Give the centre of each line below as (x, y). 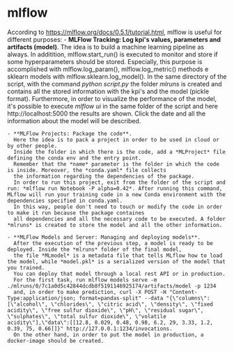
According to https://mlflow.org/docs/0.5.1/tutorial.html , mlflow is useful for (115, 32)
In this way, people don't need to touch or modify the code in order (118, 207)
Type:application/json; (42, 298)
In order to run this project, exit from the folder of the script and (120, 182)
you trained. (26, 267)
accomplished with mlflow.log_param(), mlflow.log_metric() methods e (108, 69)
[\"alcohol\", (28, 304)
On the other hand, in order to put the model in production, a (109, 335)
